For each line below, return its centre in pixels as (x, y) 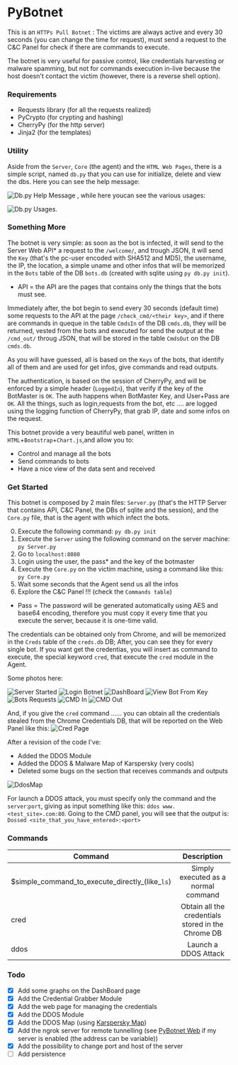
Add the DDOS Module (51, 1014)
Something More (36, 227)
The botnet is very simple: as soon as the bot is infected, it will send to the (116, 243)
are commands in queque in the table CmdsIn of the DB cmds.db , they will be (117, 323)
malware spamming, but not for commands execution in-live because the (114, 68)
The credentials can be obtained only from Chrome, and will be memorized (117, 634)
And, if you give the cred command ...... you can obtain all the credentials (114, 714)
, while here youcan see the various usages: (141, 195)
